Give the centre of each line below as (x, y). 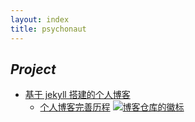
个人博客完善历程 (75, 107)
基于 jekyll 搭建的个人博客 (77, 95)
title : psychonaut (48, 29)
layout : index (40, 19)
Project (33, 69)
